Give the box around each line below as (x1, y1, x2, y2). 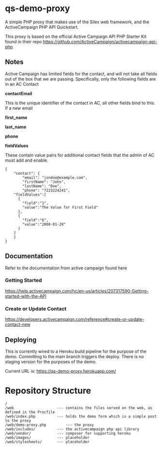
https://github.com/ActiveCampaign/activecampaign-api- (43, 38, 158, 44)
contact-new (5, 321, 30, 328)
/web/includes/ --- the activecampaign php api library (5, 427, 139, 432)
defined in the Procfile (5, 410, 55, 415)
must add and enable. (5, 157, 48, 163)
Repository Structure (5, 385, 91, 396)
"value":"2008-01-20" (22, 222, 66, 227)
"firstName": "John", (22, 179, 66, 184)
